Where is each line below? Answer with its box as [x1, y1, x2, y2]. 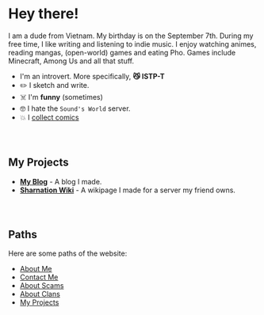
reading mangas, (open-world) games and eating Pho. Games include [8, 47, 236, 57]
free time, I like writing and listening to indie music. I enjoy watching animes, [8, 39, 257, 48]
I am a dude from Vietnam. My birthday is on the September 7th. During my [8, 31, 254, 40]
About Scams [19, 281, 64, 290]
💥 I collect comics [19, 112, 79, 122]
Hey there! [8, 5, 79, 23]
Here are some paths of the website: [8, 249, 128, 258]
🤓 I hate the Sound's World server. [19, 104, 131, 113]
